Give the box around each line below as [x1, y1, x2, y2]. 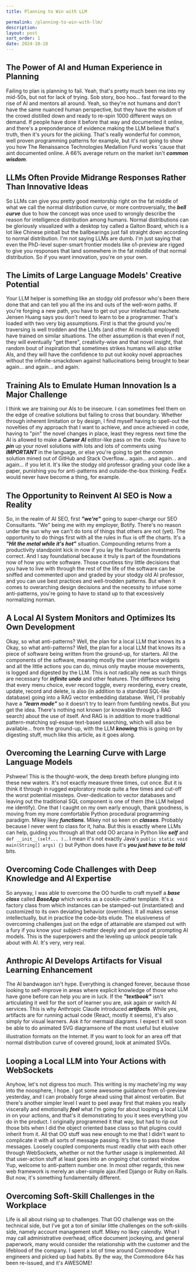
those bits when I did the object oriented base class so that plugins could [6, 1124, 182, 1131]
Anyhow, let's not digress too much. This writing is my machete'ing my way [6, 1081, 187, 1088]
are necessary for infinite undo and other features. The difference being [6, 675, 181, 682]
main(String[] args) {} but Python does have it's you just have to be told [6, 841, 185, 848]
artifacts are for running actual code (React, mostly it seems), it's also [6, 1011, 173, 1019]
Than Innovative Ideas [6, 182, 89, 192]
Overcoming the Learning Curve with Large [6, 748, 166, 758]
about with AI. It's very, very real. [6, 939, 86, 946]
